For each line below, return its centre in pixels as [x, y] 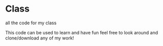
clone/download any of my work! [40, 38]
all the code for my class [31, 23]
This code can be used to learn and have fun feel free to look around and [82, 32]
